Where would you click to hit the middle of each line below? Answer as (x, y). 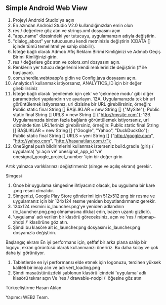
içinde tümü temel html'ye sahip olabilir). (54, 46)
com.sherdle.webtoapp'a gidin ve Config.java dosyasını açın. (75, 78)
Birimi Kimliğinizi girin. (35, 57)
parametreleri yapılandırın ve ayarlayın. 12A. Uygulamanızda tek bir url (84, 99)
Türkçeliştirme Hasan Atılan (34, 287)
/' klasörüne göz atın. (47, 222)
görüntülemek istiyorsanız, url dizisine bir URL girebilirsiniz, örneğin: (82, 104)
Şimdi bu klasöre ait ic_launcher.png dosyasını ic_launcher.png (76, 227)
